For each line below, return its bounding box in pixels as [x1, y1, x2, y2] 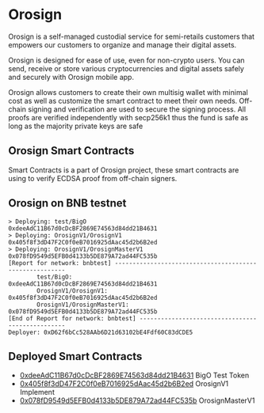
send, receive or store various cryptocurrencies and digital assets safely [8, 63, 244, 73]
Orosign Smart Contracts [8, 144, 135, 157]
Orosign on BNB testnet [8, 196, 127, 210]
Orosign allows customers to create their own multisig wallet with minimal [8, 87, 248, 97]
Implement [19, 388, 55, 397]
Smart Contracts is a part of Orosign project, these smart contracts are [8, 165, 239, 175]
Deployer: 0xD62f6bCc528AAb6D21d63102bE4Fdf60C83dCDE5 [8, 328, 193, 336]
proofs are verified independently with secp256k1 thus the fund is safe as [8, 112, 249, 122]
